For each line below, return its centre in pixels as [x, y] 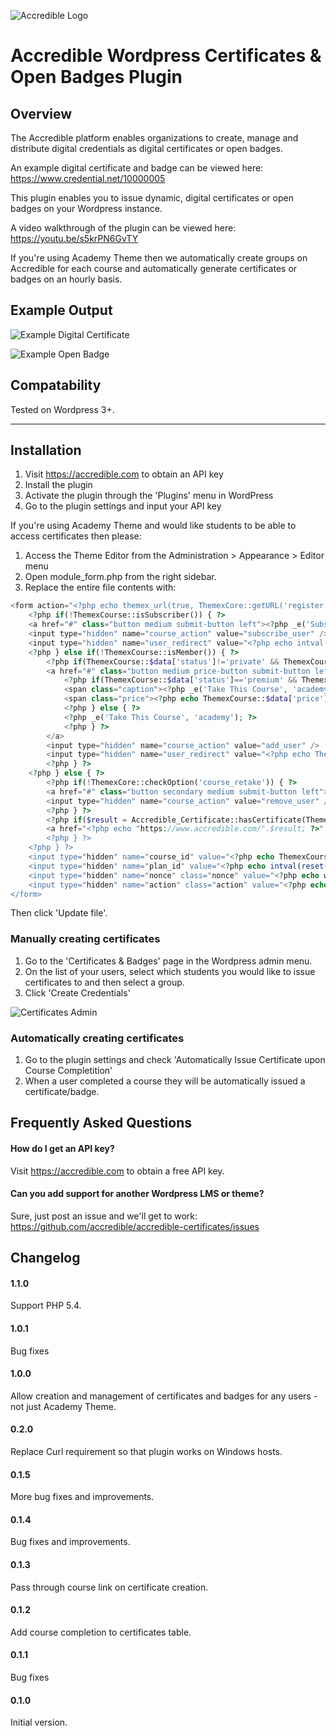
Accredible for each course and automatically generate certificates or [154, 268]
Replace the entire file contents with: [100, 587]
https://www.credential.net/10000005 [88, 178]
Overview [41, 113]
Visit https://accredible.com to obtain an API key [124, 474]
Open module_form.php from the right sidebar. [120, 577]
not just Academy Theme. [63, 1406]
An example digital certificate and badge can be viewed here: [137, 168]
